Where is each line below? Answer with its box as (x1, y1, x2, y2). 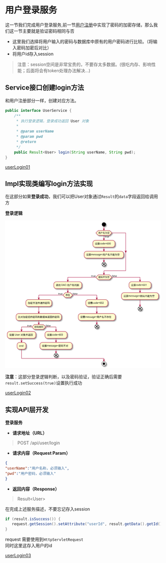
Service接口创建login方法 (5, 84, 84, 92)
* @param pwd (16, 134, 43, 139)
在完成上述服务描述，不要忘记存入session (5, 506, 90, 512)
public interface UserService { (5, 108, 72, 113)
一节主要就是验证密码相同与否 (13, 28, 75, 34)
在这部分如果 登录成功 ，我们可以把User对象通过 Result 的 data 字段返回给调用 (5, 193, 158, 199)
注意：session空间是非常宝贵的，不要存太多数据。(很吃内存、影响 (17, 61, 152, 67)
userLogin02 (5, 390, 31, 396)
